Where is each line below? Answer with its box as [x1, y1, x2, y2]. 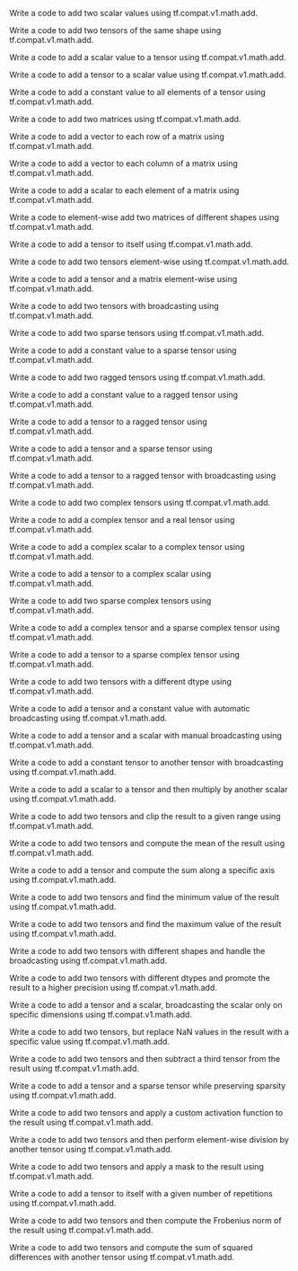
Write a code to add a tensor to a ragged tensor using [9, 417, 208, 427]
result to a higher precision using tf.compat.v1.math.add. [9, 983, 218, 993]
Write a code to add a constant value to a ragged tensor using [9, 390, 239, 400]
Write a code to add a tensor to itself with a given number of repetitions [9, 1188, 274, 1198]
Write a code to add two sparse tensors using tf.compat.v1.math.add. [9, 328, 265, 338]
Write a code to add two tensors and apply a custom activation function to [9, 1108, 284, 1117]
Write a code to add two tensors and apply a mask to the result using [9, 1161, 265, 1171]
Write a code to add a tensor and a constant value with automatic [9, 703, 250, 713]
